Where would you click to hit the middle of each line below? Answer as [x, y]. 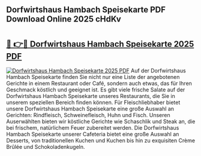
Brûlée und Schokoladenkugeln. [46, 147]
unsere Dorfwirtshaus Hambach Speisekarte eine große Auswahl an [90, 109]
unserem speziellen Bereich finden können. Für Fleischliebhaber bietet [93, 102]
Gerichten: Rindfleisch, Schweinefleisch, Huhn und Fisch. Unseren [88, 115]
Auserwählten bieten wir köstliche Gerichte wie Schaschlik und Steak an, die [101, 121]
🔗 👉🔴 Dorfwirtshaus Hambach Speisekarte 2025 [100, 44]
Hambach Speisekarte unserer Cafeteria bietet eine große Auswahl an [93, 134]
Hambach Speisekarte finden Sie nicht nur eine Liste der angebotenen [93, 77]
